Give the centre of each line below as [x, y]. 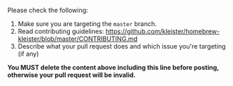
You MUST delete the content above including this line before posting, [113, 67]
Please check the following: [48, 10]
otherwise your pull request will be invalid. [72, 75]
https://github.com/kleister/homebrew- [163, 31]
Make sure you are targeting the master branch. [87, 24]
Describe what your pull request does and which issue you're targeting [121, 46]
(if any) [28, 54]
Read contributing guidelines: [61, 31]
